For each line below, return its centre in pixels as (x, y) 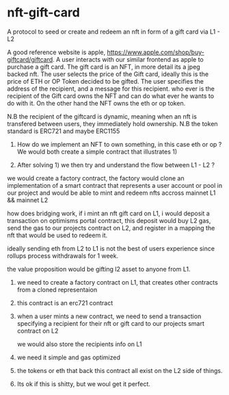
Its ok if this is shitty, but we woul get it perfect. (83, 384)
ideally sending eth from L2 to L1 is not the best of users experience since (111, 248)
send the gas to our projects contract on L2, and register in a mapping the (111, 228)
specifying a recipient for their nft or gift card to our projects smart (111, 323)
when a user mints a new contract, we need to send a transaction (109, 316)
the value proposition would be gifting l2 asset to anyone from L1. (99, 269)
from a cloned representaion (57, 289)
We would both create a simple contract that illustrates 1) (97, 152)
